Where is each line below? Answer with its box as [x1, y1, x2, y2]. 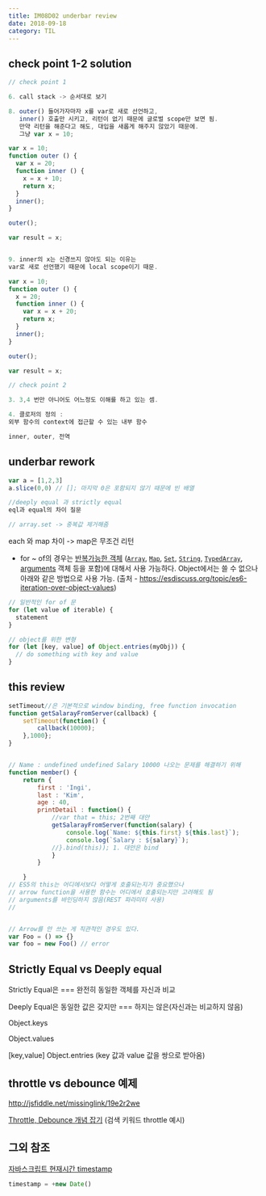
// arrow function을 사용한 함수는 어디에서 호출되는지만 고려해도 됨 [8, 888, 214, 897]
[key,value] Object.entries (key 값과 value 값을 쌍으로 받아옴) [8, 1051, 206, 1060]
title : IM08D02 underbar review [8, 11, 117, 20]
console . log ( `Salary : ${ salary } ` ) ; [65, 836, 189, 844]
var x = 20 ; [15, 159, 56, 168]
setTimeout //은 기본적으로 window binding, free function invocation [8, 701, 237, 710]
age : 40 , [37, 798, 70, 806]
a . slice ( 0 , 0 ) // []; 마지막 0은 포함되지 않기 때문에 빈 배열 [8, 484, 195, 492]
